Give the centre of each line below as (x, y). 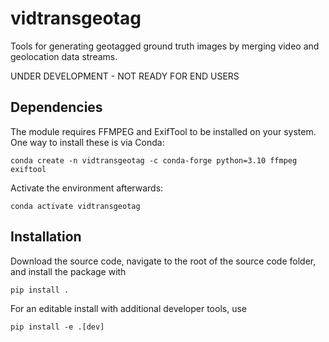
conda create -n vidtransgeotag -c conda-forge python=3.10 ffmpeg (154, 160)
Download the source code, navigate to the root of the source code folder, (163, 261)
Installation (46, 237)
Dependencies (56, 107)
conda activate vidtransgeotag (75, 206)
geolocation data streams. (64, 56)
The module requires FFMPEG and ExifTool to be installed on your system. (163, 131)
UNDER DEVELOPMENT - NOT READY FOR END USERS (125, 76)
